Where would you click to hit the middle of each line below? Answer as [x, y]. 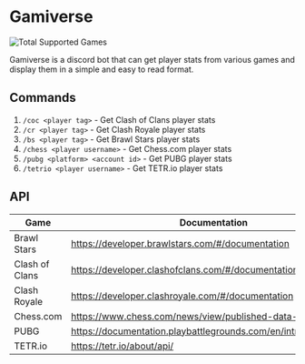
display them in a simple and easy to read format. [102, 69]
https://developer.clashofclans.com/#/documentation [185, 269]
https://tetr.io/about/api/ [123, 346]
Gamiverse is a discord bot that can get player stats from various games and [152, 59]
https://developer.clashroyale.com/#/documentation [182, 296]
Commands [43, 98]
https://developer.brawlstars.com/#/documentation [181, 243]
